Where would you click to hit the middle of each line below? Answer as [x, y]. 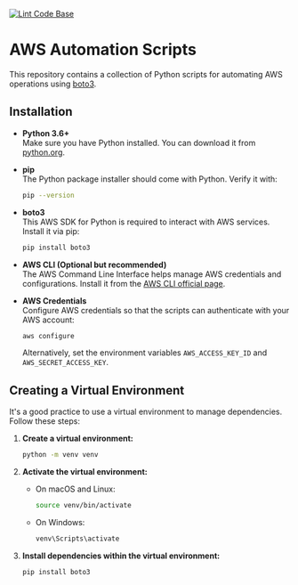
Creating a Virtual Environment [97, 390]
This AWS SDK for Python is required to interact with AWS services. [146, 222]
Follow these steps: [44, 421]
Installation [41, 112]
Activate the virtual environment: [85, 472]
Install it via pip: [51, 231]
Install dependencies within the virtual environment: [121, 556]
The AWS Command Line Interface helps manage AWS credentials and [152, 274]
